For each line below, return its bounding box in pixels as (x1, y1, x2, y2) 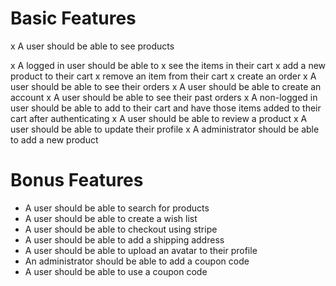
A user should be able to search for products (24, 202, 210, 214)
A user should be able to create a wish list (24, 212, 198, 224)
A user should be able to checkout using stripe (24, 223, 218, 235)
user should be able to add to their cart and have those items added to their (10, 102, 322, 114)
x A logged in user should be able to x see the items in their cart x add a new (10, 59, 327, 71)
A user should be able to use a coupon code (24, 265, 208, 277)
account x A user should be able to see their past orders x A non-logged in (10, 91, 318, 103)
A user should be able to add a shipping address (24, 233, 225, 246)
